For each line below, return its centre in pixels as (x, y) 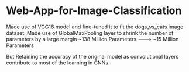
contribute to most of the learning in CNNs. (58, 63)
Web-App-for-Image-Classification (94, 11)
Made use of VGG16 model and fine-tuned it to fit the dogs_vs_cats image (95, 27)
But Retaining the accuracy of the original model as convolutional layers (92, 56)
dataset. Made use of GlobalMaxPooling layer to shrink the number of (90, 33)
